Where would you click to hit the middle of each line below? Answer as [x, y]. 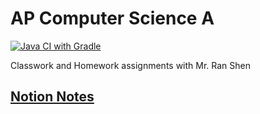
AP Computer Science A [112, 18]
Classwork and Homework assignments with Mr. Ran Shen [131, 65]
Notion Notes [52, 97]
